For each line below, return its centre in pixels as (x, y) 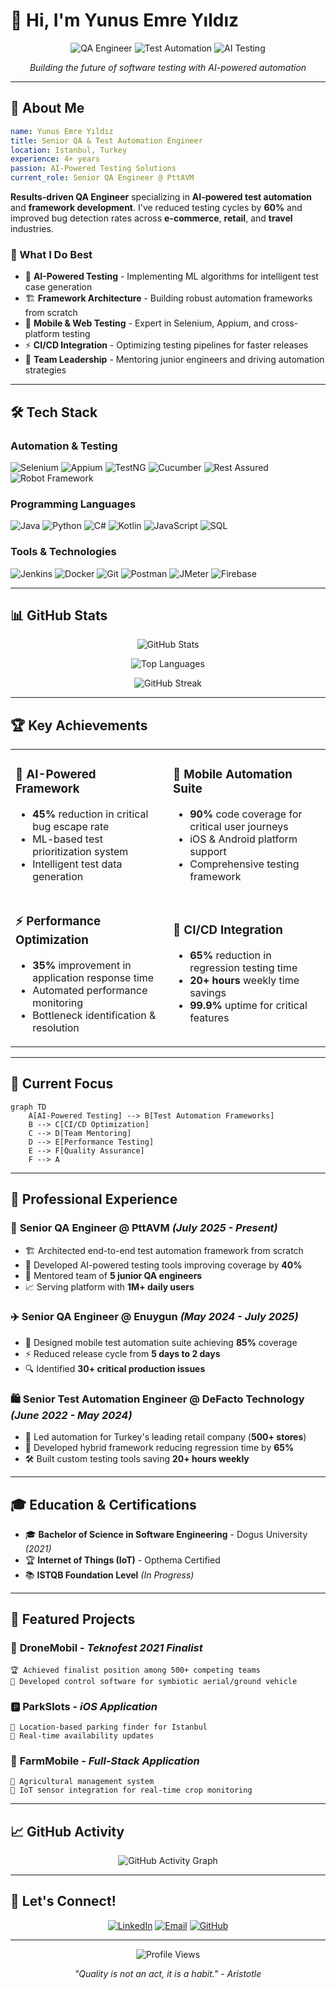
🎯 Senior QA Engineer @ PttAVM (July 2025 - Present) (144, 1228)
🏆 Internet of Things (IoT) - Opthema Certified (122, 1560)
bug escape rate (71, 827)
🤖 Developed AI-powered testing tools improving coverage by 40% (163, 1265)
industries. (32, 228)
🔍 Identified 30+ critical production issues (115, 1368)
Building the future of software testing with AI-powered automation (168, 67)
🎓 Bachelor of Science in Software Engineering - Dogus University (166, 1534)
